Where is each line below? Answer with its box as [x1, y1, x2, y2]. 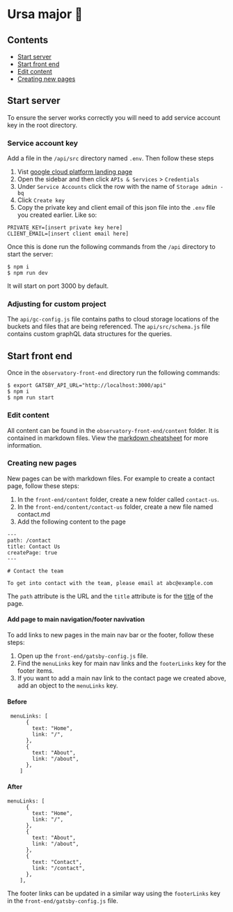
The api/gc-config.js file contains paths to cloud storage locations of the [7, 315, 219, 324]
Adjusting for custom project [7, 299, 106, 309]
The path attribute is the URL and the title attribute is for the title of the [7, 592, 214, 600]
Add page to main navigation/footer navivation [7, 615, 145, 623]
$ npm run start [7, 394, 54, 402]
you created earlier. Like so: [17, 211, 97, 219]
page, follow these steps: [7, 481, 80, 490]
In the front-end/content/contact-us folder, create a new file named [17, 502, 214, 511]
